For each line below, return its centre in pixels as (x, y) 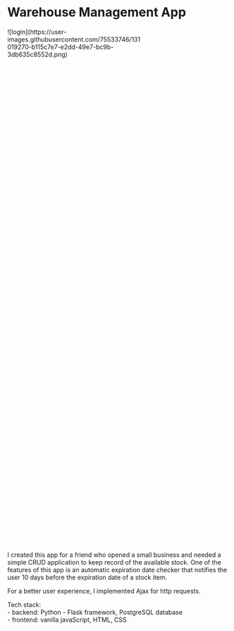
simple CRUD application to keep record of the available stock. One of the (115, 562)
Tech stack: (24, 604)
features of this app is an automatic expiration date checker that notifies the (117, 570)
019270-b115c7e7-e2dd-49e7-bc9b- (61, 47)
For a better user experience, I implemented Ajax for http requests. (104, 591)
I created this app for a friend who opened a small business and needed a (114, 555)
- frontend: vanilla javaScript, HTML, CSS (67, 620)
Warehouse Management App (97, 12)
